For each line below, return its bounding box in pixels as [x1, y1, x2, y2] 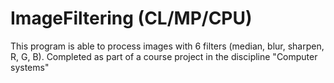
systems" [10, 61, 50, 73]
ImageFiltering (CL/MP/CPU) [10, 7, 253, 30]
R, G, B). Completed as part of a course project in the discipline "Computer [10, 50, 318, 62]
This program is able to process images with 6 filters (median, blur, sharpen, [10, 40, 325, 52]
